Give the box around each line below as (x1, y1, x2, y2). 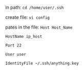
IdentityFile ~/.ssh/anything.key (5, 61, 79, 66)
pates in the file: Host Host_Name (5, 24, 73, 30)
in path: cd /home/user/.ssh (5, 5, 64, 10)
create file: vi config (5, 14, 50, 20)
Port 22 (5, 43, 22, 48)
